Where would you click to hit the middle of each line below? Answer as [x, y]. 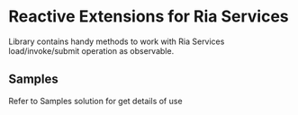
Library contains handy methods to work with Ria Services [117, 41]
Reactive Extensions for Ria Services [149, 17]
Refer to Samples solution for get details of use [95, 101]
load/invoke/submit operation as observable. [91, 50]
